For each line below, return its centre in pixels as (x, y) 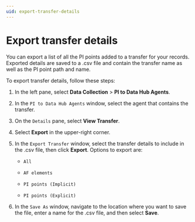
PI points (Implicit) (49, 184)
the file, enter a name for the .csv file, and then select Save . (87, 213)
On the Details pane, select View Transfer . (67, 121)
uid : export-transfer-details (43, 11)
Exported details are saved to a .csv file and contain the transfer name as (94, 63)
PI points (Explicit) (49, 196)
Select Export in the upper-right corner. (62, 132)
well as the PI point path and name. (48, 69)
